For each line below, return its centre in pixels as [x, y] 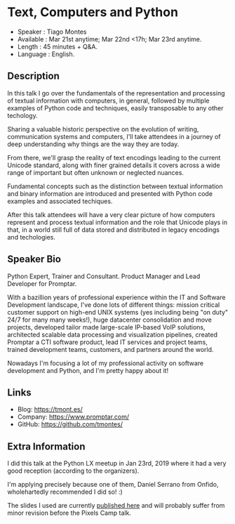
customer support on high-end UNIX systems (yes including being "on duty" [118, 312]
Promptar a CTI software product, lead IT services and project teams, [108, 342]
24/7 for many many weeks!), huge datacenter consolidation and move [109, 320]
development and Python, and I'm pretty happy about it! [88, 370]
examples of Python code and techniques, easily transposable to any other [115, 108]
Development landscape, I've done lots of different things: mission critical [114, 304]
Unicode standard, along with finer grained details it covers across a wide [114, 165]
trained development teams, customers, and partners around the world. [110, 349]
